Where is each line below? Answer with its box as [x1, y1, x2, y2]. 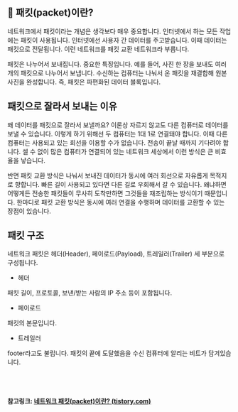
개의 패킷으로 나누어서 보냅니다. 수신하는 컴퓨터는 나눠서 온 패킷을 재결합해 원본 [7, 68, 227, 77]
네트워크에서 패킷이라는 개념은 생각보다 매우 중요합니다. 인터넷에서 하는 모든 [7, 27, 218, 36]
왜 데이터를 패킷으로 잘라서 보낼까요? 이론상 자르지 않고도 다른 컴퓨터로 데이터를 [7, 120, 229, 129]
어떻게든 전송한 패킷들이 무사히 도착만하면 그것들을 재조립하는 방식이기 [7, 189, 203, 197]
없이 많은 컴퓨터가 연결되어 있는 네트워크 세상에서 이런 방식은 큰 [37, 147, 214, 156]
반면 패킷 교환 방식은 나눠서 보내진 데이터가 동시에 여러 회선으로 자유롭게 [7, 171, 208, 180]
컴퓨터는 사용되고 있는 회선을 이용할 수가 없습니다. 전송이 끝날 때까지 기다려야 [7, 138, 222, 147]
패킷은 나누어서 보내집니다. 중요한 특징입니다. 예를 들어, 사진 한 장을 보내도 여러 [7, 60, 227, 68]
